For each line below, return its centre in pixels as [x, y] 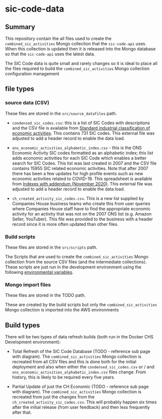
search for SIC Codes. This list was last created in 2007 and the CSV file [84, 163]
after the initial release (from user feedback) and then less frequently [81, 407]
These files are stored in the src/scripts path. [51, 247]
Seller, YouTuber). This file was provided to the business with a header [82, 219]
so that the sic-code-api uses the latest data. [50, 54]
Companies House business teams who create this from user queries [81, 203]
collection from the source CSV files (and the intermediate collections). [76, 262]
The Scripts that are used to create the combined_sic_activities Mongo [77, 256]
